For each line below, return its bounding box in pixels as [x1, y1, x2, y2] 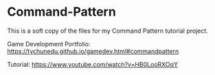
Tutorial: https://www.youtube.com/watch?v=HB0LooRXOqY [7, 60, 179, 68]
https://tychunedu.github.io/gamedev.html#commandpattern [7, 47, 179, 55]
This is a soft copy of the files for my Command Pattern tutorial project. [7, 27, 208, 35]
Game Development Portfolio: [7, 40, 91, 48]
